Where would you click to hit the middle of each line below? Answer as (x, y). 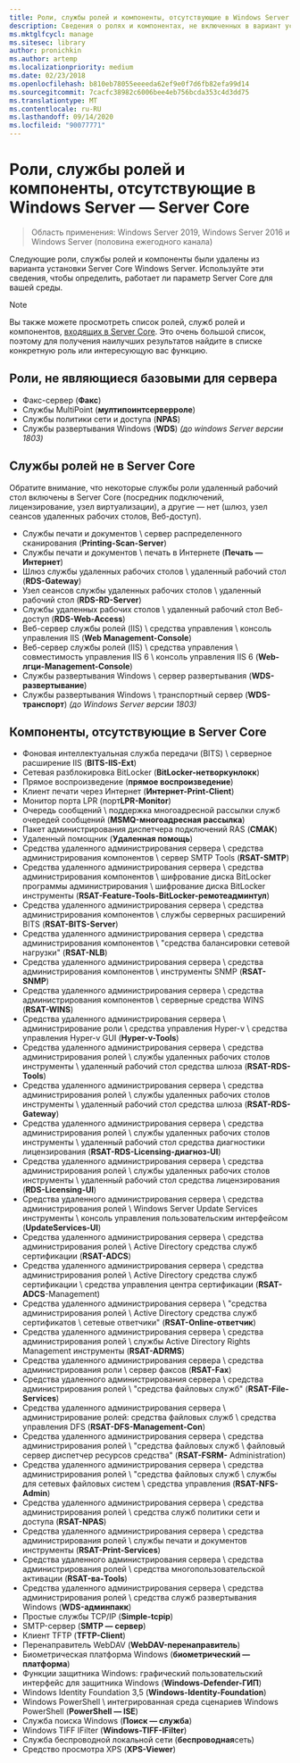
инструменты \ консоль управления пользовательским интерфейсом (155, 1218)
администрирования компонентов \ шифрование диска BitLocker (146, 877)
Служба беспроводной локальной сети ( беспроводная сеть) (138, 1740)
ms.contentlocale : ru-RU (55, 109)
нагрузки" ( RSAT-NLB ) (65, 952)
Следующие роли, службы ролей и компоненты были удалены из (135, 259)
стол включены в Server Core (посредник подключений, (117, 497)
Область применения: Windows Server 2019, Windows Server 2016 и (160, 232)
